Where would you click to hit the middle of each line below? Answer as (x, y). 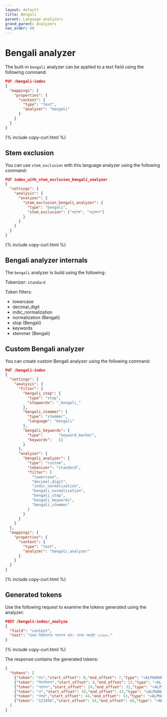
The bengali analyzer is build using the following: (55, 272)
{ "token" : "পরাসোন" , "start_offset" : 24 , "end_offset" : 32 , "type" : (81, 687)
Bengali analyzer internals (46, 260)
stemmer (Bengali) (31, 333)
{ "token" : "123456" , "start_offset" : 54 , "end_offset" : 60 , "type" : (83, 701)
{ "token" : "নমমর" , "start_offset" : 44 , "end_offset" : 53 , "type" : (80, 696)
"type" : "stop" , (44, 398)
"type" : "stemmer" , (47, 417)
